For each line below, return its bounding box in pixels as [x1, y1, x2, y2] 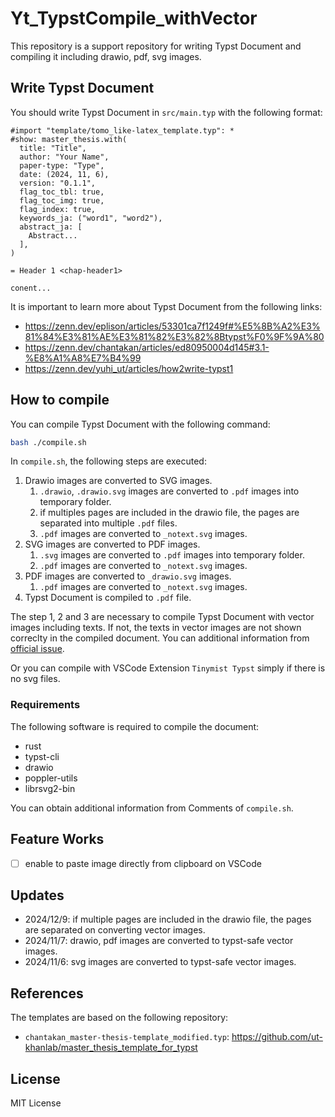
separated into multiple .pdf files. [39, 517, 178, 529]
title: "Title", [19, 143, 87, 153]
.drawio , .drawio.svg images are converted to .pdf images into [39, 485, 300, 497]
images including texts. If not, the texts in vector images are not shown [10, 622, 302, 634]
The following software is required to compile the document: [10, 720, 260, 732]
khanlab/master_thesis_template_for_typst [24, 1042, 198, 1054]
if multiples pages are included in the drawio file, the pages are [39, 507, 300, 519]
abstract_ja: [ [19, 222, 83, 232]
